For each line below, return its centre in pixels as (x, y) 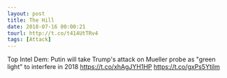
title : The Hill (31, 20)
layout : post (26, 14)
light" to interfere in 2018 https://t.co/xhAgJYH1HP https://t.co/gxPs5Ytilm (113, 67)
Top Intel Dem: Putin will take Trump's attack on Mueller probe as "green (112, 59)
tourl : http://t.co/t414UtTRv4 (53, 33)
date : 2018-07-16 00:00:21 (46, 26)
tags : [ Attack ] (29, 40)
